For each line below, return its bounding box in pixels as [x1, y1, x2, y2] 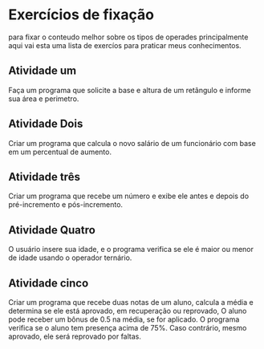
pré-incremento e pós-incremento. [8, 200, 123, 209]
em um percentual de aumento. [8, 147, 112, 156]
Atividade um [8, 64, 77, 78]
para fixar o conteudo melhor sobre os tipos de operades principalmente [8, 32, 249, 42]
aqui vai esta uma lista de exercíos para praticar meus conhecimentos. [8, 40, 242, 50]
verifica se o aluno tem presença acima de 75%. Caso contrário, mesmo [8, 323, 247, 332]
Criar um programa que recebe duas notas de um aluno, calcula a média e [8, 298, 254, 306]
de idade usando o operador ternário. [8, 253, 132, 262]
